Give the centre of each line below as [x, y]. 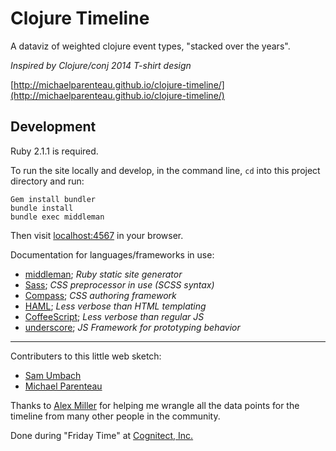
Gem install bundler [53, 199]
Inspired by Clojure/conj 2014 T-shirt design [101, 65]
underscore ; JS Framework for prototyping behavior [132, 327]
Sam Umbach [53, 375]
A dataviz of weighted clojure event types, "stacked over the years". [150, 46]
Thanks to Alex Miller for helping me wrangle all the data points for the [155, 405]
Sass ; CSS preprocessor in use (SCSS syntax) [119, 284]
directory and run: [47, 181]
